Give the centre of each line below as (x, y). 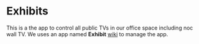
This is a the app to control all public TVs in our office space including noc (100, 28)
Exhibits (28, 11)
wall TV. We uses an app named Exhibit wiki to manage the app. (87, 34)
